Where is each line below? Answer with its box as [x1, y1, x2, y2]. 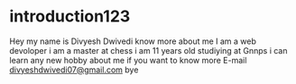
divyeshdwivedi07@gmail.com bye [9, 64, 139, 75]
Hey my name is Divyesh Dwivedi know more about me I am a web [9, 36, 257, 46]
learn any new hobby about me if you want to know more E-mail [9, 55, 247, 65]
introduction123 [9, 6, 131, 27]
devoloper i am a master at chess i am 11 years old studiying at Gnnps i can [9, 45, 288, 55]
